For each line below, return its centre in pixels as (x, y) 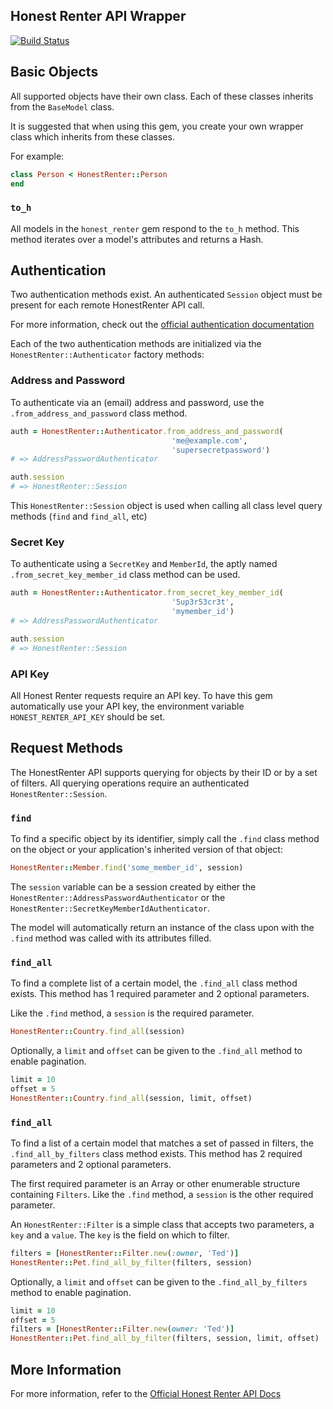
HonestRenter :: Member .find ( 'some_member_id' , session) (127, 867)
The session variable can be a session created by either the (133, 886)
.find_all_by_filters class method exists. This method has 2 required (156, 1153)
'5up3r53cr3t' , (203, 602)
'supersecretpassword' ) (221, 450)
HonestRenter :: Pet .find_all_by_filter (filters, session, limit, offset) (165, 1339)
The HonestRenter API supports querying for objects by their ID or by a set (164, 772)
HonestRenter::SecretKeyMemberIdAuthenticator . (110, 908)
